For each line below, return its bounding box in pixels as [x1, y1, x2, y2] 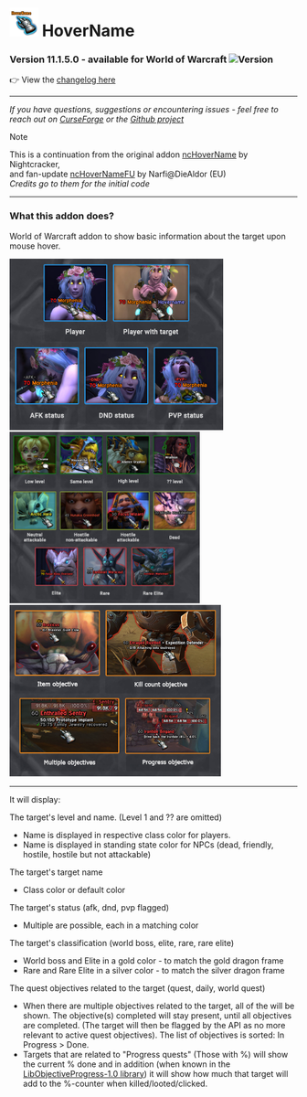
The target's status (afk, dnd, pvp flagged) [9, 901, 170, 912]
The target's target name [9, 867, 103, 878]
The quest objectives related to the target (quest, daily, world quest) [9, 982, 266, 994]
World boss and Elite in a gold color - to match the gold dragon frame [22, 954, 284, 966]
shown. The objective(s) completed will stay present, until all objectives [22, 1009, 292, 1021]
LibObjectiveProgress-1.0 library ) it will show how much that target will [22, 1068, 289, 1079]
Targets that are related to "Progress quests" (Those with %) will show [22, 1049, 289, 1060]
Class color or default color [22, 884, 126, 895]
